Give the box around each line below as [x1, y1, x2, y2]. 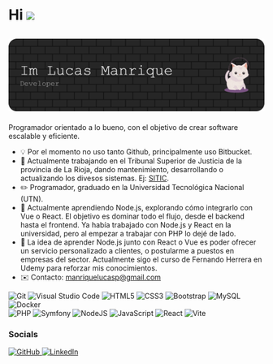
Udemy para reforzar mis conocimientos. [19, 262, 158, 273]
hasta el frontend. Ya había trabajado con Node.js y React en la [19, 219, 232, 229]
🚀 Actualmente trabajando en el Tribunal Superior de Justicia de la [19, 156, 242, 166]
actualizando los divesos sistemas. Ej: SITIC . [19, 173, 169, 183]
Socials [8, 328, 38, 340]
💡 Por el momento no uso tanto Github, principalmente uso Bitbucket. [19, 146, 253, 156]
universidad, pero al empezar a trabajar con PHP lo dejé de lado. [19, 228, 236, 238]
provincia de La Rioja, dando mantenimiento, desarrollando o [19, 164, 223, 174]
